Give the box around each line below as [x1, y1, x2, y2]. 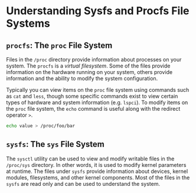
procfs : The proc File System [6, 40, 113, 50]
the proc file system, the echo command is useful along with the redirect [6, 105, 181, 112]
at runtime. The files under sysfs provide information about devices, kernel [6, 168, 188, 175]
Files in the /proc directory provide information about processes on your [6, 56, 182, 63]
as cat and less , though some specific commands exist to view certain [6, 93, 178, 99]
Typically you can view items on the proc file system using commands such [6, 86, 190, 93]
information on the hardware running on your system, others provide [6, 69, 173, 75]
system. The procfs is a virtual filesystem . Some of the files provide [6, 62, 171, 69]
